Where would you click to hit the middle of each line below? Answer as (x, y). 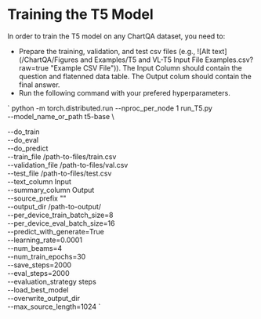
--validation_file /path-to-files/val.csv (68, 165)
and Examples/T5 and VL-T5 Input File (142, 60)
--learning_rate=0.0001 (45, 240)
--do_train (24, 132)
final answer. (39, 85)
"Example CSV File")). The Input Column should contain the (146, 67)
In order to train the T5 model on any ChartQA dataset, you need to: (116, 36)
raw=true (33, 67)
